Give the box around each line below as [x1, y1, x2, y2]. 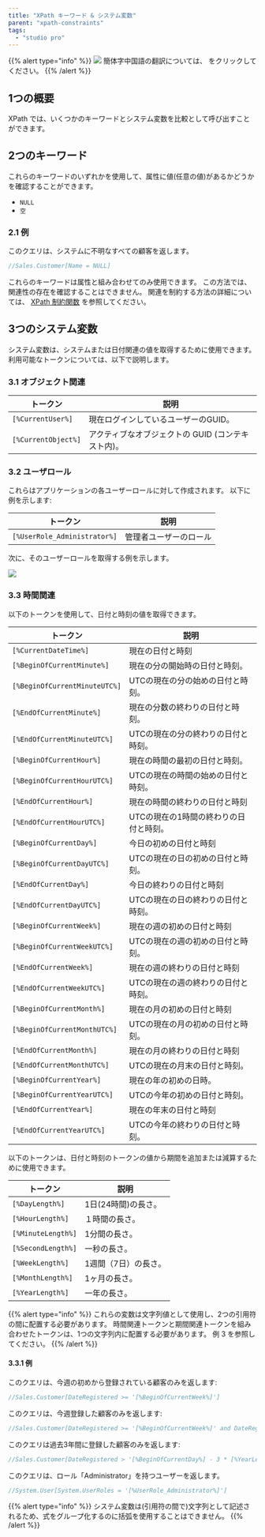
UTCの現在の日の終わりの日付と [129, 894, 248, 905]
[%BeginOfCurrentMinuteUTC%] [12, 681, 121, 690]
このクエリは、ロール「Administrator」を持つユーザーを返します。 [8, 1471, 225, 1480]
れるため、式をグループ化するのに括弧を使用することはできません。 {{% [8, 1512, 244, 1521]
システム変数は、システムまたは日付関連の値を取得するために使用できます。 [8, 344, 256, 354]
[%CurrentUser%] [12, 415, 73, 423]
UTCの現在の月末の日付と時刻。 [129, 1060, 248, 1071]
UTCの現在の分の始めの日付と [129, 675, 241, 686]
